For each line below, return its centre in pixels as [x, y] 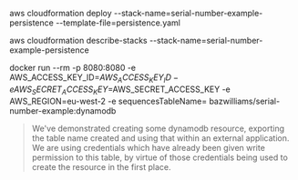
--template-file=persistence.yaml [118, 23]
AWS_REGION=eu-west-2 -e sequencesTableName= [108, 101]
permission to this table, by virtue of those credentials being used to [160, 157]
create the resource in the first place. [101, 166]
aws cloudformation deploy [61, 13]
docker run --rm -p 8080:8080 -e [73, 68]
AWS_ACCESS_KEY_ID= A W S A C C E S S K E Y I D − [94, 78]
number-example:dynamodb [63, 110]
